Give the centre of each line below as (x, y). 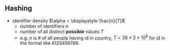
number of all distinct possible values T (62, 31)
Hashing (18, 8)
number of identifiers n (44, 26)
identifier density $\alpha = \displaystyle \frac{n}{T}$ (68, 20)
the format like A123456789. (50, 43)
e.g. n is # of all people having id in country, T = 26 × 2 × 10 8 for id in (92, 37)
